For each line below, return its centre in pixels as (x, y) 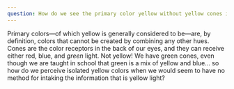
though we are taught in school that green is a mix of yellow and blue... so (113, 63)
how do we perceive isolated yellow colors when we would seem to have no (116, 70)
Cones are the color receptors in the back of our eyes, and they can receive (116, 48)
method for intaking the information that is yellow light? (86, 78)
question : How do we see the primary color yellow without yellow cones (115, 14)
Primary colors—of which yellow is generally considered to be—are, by (109, 33)
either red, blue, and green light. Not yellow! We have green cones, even (111, 56)
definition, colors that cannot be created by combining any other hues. (108, 41)
